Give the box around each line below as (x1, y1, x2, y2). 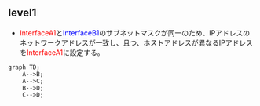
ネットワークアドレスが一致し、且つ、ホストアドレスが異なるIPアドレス (19, 38, 253, 47)
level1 (8, 6, 37, 20)
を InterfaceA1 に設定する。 (19, 47, 104, 57)
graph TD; (8, 63, 41, 71)
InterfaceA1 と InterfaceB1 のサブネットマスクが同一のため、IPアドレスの (19, 27, 250, 38)
